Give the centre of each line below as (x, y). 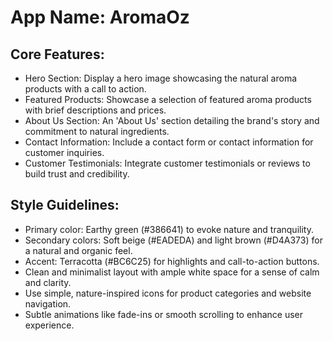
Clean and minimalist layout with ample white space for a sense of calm (172, 272)
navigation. (48, 303)
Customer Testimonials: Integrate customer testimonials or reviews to (167, 163)
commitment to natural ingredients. (97, 131)
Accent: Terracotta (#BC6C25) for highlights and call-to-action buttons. (172, 261)
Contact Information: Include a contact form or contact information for (169, 142)
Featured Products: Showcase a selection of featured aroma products (168, 99)
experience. (49, 325)
